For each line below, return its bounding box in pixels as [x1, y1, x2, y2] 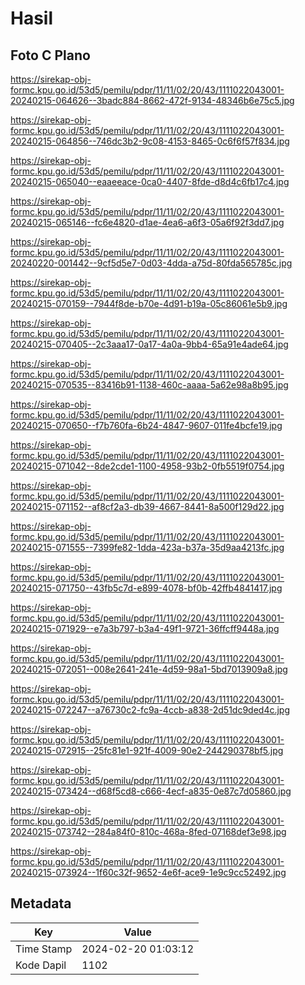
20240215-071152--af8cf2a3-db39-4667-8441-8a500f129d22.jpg [10, 501, 285, 512]
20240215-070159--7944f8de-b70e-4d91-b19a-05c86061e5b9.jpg [10, 298, 288, 309]
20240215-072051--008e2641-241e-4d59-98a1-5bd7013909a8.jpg [10, 663, 288, 675]
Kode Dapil [15, 958, 67, 972]
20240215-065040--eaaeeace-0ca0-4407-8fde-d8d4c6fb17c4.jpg [10, 176, 290, 187]
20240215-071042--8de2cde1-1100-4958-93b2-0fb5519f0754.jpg [10, 460, 285, 472]
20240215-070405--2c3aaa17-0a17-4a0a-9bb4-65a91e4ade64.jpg [10, 338, 289, 350]
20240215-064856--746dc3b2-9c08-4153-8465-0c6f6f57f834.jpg [10, 135, 290, 147]
